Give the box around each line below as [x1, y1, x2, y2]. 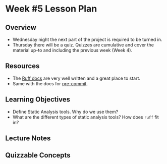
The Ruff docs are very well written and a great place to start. [12, 75, 140, 81]
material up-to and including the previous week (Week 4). [12, 47, 133, 53]
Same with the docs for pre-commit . [12, 80, 88, 86]
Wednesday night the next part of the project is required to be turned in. [12, 36, 162, 42]
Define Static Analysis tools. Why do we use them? [12, 108, 119, 115]
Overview [5, 23, 37, 32]
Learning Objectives [5, 95, 71, 104]
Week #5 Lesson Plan [5, 3, 97, 15]
